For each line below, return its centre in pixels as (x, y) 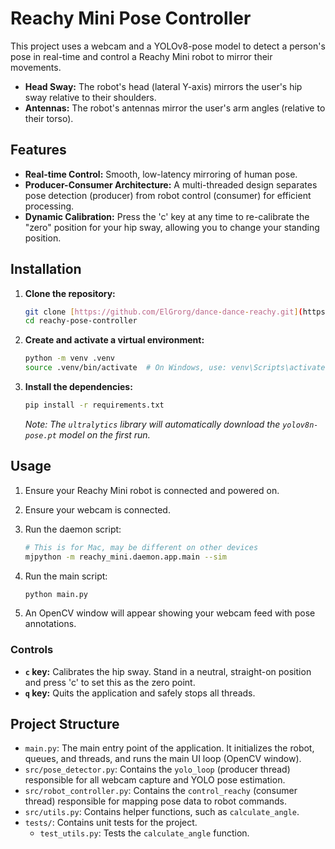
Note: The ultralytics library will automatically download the (152, 424)
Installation (46, 269)
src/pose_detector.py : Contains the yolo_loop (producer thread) (157, 769)
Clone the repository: (70, 293)
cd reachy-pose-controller (81, 321)
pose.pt (40, 435)
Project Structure (65, 724)
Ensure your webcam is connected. (97, 509)
